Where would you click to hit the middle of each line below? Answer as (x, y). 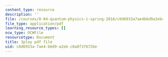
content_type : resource (30, 10)
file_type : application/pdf (34, 24)
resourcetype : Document (30, 38)
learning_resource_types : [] (35, 28)
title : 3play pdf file (29, 42)
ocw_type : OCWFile (24, 33)
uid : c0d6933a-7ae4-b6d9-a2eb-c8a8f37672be (51, 47)
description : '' (22, 14)
